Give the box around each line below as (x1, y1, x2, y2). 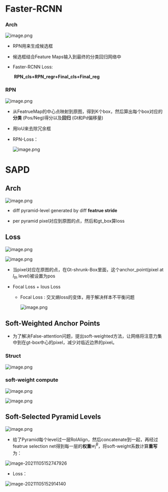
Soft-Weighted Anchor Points (5, 319, 100, 327)
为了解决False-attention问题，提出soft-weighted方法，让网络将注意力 (12, 333, 158, 339)
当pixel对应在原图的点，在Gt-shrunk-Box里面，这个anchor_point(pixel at (12, 266, 164, 272)
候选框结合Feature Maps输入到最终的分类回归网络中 (12, 54, 121, 60)
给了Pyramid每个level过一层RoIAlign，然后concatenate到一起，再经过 (12, 436, 158, 442)
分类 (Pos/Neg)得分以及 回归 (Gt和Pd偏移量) (12, 114, 104, 120)
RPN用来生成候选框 (12, 43, 53, 49)
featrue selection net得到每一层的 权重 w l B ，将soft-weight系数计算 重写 (12, 442, 158, 450)
